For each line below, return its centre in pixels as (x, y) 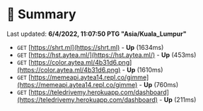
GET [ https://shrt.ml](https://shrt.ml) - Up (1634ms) (90, 47)
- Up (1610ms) (143, 70)
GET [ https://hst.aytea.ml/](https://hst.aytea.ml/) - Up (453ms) (106, 55)
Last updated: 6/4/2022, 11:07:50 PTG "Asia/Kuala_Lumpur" (97, 34)
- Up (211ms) (178, 99)
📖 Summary (41, 14)
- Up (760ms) (159, 84)
